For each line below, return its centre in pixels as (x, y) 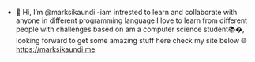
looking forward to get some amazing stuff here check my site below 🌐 (131, 40)
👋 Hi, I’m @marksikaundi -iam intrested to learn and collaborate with (126, 12)
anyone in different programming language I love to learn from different (131, 20)
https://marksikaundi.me (55, 49)
